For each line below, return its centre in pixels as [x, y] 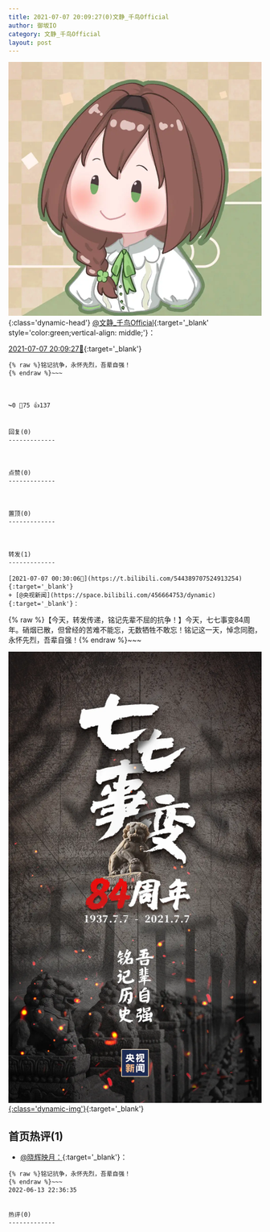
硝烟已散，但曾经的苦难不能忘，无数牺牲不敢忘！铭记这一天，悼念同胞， [142, 630]
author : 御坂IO [33, 25]
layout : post [30, 43]
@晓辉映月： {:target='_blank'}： [74, 1157]
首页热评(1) [36, 1136]
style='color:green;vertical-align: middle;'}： [82, 333]
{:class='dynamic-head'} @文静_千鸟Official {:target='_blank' [108, 323]
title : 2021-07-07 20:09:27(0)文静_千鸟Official [89, 17]
